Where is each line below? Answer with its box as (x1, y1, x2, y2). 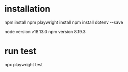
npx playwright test (4, 61, 43, 67)
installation (4, 3, 51, 14)
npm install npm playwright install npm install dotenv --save (4, 19, 124, 25)
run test (4, 46, 37, 57)
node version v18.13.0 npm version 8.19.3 (4, 29, 85, 34)
